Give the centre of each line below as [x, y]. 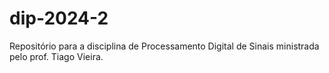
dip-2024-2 [59, 18]
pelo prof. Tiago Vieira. [56, 56]
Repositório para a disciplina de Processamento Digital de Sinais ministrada [164, 46]
